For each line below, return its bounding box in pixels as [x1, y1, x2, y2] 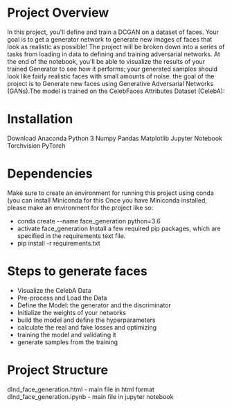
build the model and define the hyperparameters [17, 316, 156, 324]
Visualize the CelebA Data [17, 286, 91, 294]
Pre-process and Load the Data [17, 294, 107, 302]
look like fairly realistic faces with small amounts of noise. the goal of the [7, 71, 215, 80]
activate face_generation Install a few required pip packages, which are [17, 224, 221, 232]
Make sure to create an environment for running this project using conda [7, 189, 215, 197]
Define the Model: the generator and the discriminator [17, 300, 172, 309]
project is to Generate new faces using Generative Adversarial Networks [7, 79, 214, 87]
